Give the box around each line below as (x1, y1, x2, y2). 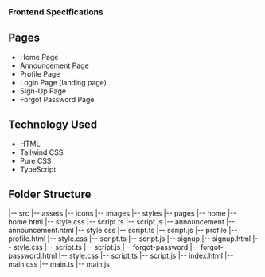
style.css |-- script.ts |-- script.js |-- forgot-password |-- (13, 243, 199, 252)
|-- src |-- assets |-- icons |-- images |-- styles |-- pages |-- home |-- (8, 208, 237, 218)
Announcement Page (19, 61, 89, 70)
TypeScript (19, 164, 57, 174)
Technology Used (8, 118, 98, 132)
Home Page (19, 52, 59, 61)
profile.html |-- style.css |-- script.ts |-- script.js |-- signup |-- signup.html (8, 234, 251, 243)
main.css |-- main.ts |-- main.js (8, 259, 110, 269)
